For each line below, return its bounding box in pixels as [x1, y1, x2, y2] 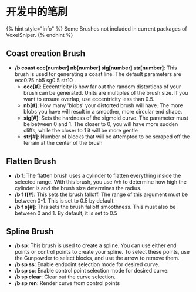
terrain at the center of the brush [23, 139, 103, 146]
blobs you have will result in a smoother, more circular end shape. [23, 108, 183, 115]
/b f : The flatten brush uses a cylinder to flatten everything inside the [14, 172, 181, 179]
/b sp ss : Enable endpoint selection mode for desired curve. [14, 261, 160, 268]
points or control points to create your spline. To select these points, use [14, 248, 190, 255]
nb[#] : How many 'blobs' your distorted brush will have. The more [23, 101, 183, 109]
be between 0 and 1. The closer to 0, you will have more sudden [23, 120, 178, 127]
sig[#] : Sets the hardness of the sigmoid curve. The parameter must [23, 114, 189, 121]
